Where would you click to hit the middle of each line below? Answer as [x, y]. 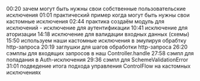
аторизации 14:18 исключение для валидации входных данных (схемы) [98, 34]
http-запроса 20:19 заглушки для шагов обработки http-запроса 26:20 [97, 47]
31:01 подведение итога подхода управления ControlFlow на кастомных [98, 66]
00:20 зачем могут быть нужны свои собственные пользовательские [96, 9]
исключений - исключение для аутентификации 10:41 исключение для [97, 28]
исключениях [23, 72]
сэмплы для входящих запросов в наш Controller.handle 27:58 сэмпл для [100, 53]
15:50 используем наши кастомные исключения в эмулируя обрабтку [96, 40]
